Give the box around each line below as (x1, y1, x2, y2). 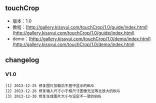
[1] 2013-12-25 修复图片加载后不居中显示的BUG (5, 83, 94, 88)
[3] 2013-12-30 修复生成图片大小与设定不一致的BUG (5, 93, 101, 99)
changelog (5, 56, 39, 64)
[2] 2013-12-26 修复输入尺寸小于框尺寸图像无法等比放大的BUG (5, 88, 120, 93)
